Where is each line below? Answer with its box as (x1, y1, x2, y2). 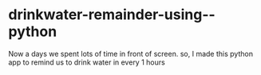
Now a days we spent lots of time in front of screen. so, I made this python (8, 49, 254, 58)
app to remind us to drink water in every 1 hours (8, 57, 165, 67)
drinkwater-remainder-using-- (8, 6, 216, 24)
